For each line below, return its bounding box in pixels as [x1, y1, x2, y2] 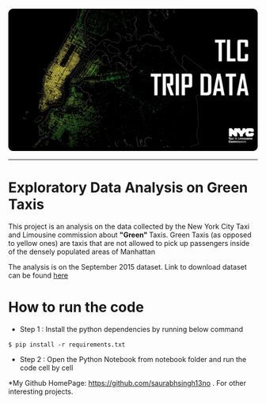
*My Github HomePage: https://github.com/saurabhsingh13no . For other [8, 378, 247, 387]
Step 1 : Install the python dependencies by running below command [19, 324, 244, 334]
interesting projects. [8, 387, 74, 396]
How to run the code [8, 298, 144, 316]
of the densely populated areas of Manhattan [8, 247, 156, 256]
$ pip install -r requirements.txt [8, 341, 126, 349]
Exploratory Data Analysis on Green [8, 179, 248, 197]
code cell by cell [19, 363, 74, 372]
